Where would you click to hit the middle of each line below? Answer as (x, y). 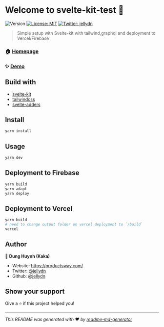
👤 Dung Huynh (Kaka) (28, 256)
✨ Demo (15, 66)
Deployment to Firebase (42, 173)
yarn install (18, 131)
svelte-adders (26, 104)
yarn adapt (16, 189)
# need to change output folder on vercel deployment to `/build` (74, 225)
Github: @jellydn (29, 276)
